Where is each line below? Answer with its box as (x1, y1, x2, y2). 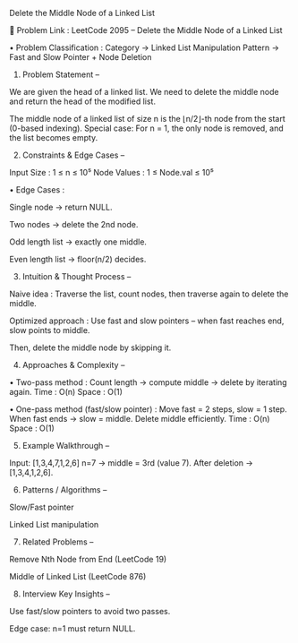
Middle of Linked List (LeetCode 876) (9, 571, 147, 581)
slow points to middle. (9, 325, 90, 335)
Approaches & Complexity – (21, 360, 125, 370)
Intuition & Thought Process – (21, 271, 132, 281)
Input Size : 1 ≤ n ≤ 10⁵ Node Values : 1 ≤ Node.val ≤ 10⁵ (9, 167, 215, 177)
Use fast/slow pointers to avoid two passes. (9, 606, 171, 616)
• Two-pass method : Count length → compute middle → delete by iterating (9, 377, 288, 388)
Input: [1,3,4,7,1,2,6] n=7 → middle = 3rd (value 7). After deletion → (9, 458, 253, 468)
